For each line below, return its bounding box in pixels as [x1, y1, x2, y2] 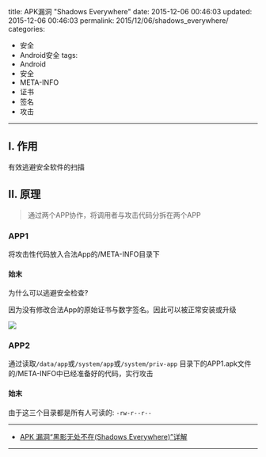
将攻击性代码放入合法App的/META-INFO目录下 [8, 249, 160, 259]
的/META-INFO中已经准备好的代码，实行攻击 [8, 369, 154, 379]
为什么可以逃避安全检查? [8, 288, 89, 298]
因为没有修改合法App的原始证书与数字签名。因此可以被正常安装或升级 [8, 305, 237, 314]
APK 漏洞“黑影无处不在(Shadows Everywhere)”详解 [19, 432, 188, 441]
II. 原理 [8, 188, 41, 201]
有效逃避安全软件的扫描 [8, 162, 85, 172]
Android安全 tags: [19, 51, 78, 59]
